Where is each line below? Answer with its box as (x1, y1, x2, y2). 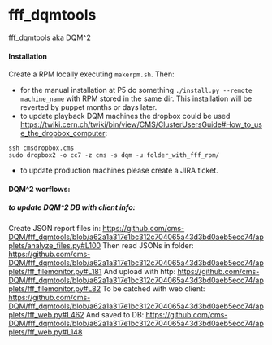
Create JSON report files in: (8, 223, 101, 233)
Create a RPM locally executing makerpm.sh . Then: (8, 69, 175, 79)
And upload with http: (103, 266, 176, 276)
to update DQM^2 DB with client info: (8, 203, 136, 212)
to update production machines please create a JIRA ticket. (19, 165, 219, 176)
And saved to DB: (85, 309, 145, 319)
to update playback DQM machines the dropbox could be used (19, 111, 231, 121)
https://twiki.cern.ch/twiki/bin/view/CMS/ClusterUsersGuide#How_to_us (19, 120, 262, 129)
